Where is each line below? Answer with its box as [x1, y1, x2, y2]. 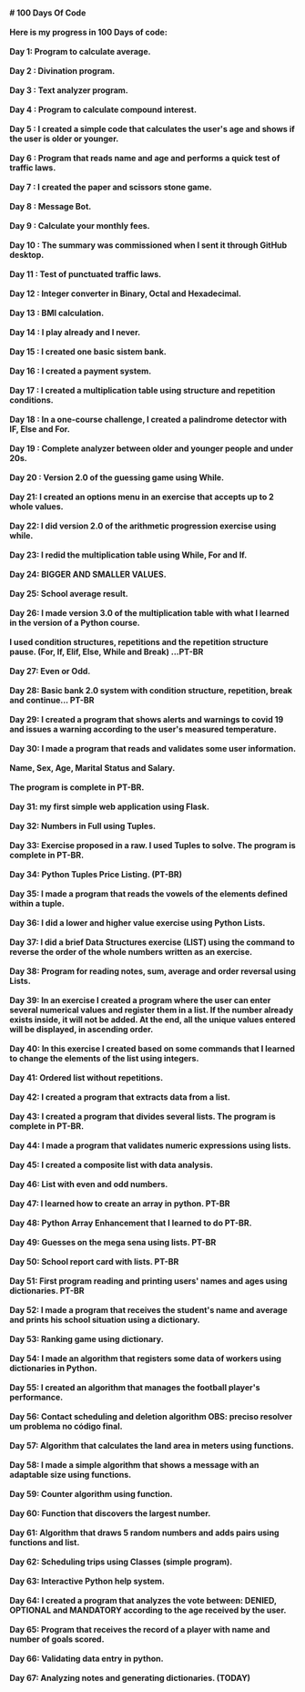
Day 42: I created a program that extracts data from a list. [9, 1092, 230, 1102]
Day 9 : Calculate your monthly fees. [9, 220, 150, 231]
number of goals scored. [9, 1634, 105, 1645]
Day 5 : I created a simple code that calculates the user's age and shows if [9, 124, 296, 134]
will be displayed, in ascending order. [9, 1024, 154, 1034]
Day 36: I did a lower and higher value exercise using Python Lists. [9, 918, 266, 928]
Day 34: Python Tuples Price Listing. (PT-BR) [9, 869, 182, 879]
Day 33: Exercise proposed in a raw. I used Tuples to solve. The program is [9, 840, 296, 850]
